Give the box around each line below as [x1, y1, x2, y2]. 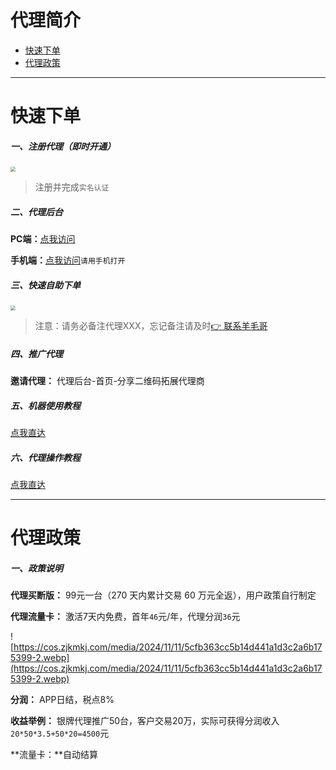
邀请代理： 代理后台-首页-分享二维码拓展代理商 [10, 375, 205, 386]
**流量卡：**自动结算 [10, 749, 99, 761]
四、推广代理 [10, 347, 63, 360]
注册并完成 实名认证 [34, 181, 110, 193]
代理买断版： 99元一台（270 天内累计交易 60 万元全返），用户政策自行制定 [10, 589, 317, 601]
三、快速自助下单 [10, 279, 81, 291]
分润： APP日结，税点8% [10, 694, 115, 706]
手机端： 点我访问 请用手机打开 [10, 254, 126, 266]
